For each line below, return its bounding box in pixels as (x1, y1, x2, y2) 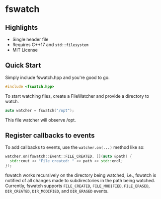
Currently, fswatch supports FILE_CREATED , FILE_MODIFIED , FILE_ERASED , (5, 183, 150, 189)
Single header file (12, 36, 49, 42)
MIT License (12, 47, 38, 53)
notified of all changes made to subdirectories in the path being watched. (5, 178, 156, 183)
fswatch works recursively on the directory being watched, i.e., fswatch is (5, 172, 157, 178)
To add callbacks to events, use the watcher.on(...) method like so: (5, 144, 145, 150)
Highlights (5, 23, 38, 32)
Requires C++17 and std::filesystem (12, 42, 88, 48)
